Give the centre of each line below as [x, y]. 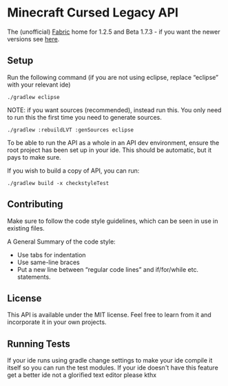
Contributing [35, 204]
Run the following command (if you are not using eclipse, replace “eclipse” [113, 77]
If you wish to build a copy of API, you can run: [73, 171]
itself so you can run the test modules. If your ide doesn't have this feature [113, 368]
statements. [34, 277]
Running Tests [39, 344]
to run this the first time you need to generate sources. [84, 117]
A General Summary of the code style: [61, 242]
